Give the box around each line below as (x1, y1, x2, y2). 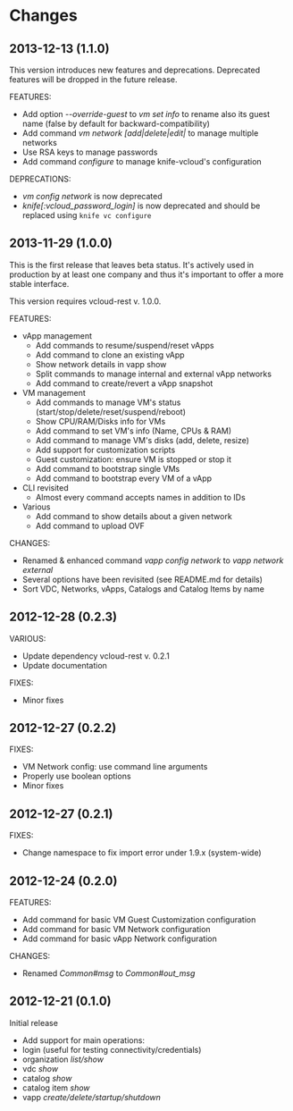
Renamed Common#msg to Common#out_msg (21, 968, 196, 979)
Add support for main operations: (21, 1034, 146, 1046)
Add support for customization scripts (35, 444, 176, 455)
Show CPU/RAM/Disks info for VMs (35, 416, 166, 426)
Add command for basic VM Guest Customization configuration (21, 914, 256, 925)
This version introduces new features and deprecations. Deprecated (9, 64, 261, 75)
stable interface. (9, 278, 70, 289)
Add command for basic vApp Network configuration (21, 933, 217, 944)
